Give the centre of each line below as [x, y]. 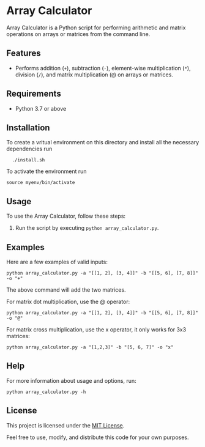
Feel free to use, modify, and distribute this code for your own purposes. [98, 437]
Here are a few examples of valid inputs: [57, 262]
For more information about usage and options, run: [71, 380]
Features [24, 54]
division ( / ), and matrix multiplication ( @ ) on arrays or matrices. [94, 75]
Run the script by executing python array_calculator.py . [87, 228]
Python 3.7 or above [41, 108]
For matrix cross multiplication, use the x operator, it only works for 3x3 [96, 330]
